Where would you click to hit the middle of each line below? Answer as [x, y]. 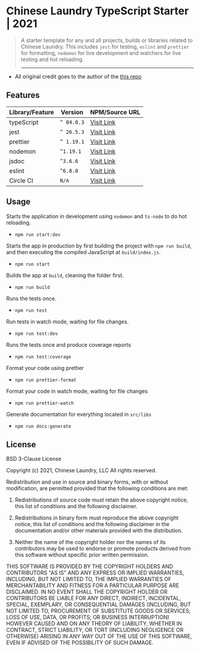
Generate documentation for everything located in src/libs [79, 414]
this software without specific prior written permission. [82, 555]
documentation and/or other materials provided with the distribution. [99, 531]
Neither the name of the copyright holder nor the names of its [90, 542]
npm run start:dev [37, 234]
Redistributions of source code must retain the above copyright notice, [101, 500]
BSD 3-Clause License [34, 459]
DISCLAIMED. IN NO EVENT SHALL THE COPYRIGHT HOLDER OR [87, 592]
